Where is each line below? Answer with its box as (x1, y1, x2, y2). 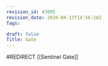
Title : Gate (6, 37, 36, 43)
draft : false (6, 31, 39, 37)
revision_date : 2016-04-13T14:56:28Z (6, 15, 102, 21)
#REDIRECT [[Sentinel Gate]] (6, 53, 79, 61)
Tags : (6, 20, 20, 26)
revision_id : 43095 (6, 8, 56, 15)
